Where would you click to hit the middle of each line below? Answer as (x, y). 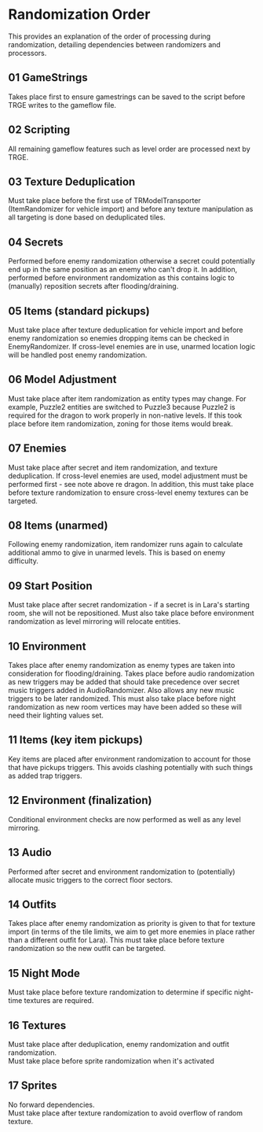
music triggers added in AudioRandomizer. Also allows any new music (121, 691)
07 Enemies (37, 449)
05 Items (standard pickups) (79, 311)
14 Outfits (33, 904)
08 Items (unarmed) (58, 526)
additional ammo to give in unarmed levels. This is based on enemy (117, 553)
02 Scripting (39, 130)
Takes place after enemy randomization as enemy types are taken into (122, 666)
